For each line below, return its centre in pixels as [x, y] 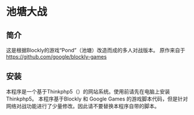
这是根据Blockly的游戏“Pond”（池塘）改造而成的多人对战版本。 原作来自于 [96, 50]
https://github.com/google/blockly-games [56, 57]
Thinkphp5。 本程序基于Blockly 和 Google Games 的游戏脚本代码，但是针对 [97, 99]
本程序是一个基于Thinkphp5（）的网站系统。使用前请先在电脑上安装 [88, 91]
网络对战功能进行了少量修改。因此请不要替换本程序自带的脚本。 [83, 106]
